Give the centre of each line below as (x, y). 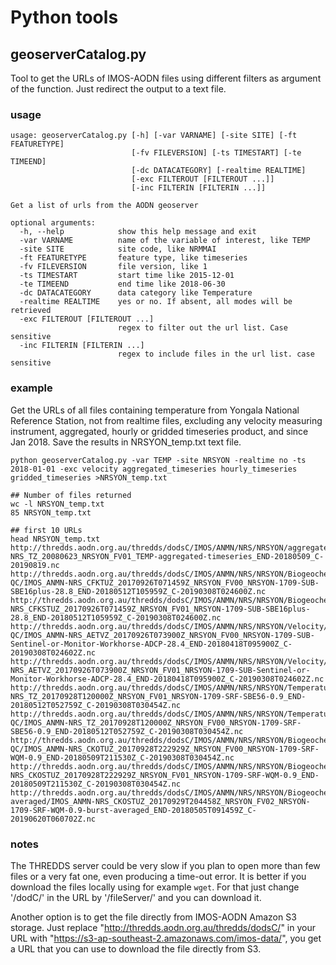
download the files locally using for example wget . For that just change (155, 887)
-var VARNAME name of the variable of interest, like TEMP (165, 241)
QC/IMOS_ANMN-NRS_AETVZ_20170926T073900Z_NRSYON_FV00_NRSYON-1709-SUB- (162, 635)
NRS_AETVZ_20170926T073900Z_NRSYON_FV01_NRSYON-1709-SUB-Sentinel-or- (160, 670)
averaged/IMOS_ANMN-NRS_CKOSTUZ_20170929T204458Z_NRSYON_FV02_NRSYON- (160, 801)
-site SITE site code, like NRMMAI (118, 249)
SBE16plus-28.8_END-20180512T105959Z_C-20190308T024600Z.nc (138, 591)
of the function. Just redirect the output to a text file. (118, 89)
